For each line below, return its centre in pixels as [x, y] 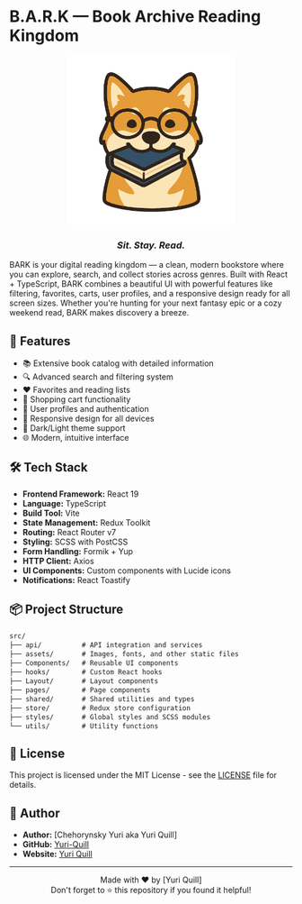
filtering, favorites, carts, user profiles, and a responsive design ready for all [150, 294]
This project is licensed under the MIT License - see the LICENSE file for [143, 775]
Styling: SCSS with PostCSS [75, 542]
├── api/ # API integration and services [106, 645]
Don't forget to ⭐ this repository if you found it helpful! [151, 890]
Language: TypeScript [64, 503]
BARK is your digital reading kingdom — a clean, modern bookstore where [147, 265]
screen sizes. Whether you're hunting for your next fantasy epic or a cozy [146, 303]
